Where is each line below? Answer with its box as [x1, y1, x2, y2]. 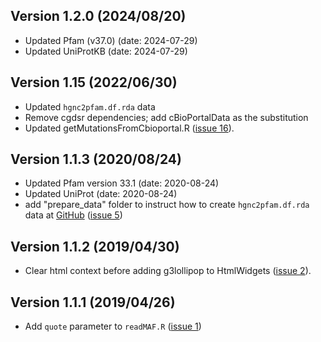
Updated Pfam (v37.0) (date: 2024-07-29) [24, 34, 198, 46]
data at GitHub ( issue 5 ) [24, 209, 123, 221]
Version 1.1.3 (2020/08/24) [10, 151, 182, 168]
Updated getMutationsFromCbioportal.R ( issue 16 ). [24, 122, 235, 134]
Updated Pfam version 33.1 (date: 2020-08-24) [24, 177, 220, 189]
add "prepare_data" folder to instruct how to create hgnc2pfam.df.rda [24, 199, 310, 211]
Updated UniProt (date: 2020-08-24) [24, 188, 178, 200]
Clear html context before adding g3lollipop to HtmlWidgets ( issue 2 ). [24, 265, 312, 277]
